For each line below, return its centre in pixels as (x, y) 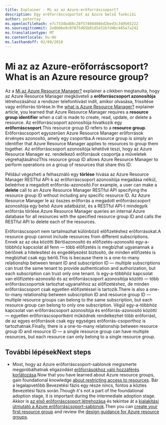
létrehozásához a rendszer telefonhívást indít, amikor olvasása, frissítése (79, 101)
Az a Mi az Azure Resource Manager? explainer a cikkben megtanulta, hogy (83, 91)
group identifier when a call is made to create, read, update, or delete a (79, 117)
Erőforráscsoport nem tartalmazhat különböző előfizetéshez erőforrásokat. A (83, 231)
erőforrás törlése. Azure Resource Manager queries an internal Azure (75, 211)
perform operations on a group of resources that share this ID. (69, 165)
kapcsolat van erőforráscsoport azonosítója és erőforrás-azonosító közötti (81, 310)
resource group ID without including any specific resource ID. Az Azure (78, 195)
